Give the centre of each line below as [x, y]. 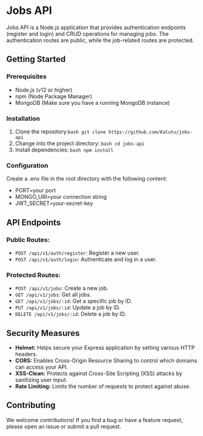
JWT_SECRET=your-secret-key [54, 203]
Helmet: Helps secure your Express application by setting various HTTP [105, 348]
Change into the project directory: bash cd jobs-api [80, 143]
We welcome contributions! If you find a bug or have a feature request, [95, 420]
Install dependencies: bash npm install [64, 150]
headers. [26, 354]
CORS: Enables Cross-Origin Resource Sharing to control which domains [106, 361]
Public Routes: [28, 240]
